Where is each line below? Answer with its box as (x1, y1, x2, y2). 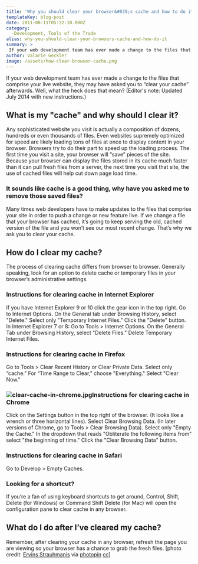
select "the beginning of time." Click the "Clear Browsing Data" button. (6, 436, 177, 444)
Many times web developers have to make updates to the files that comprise (6, 205, 192, 213)
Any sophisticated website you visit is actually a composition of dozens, (6, 126, 181, 133)
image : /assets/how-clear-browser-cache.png (6, 58, 117, 64)
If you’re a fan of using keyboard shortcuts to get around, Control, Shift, (6, 493, 180, 500)
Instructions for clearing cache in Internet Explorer (6, 291, 154, 299)
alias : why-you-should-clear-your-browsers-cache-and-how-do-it (6, 36, 167, 42)
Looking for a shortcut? (6, 480, 75, 488)
